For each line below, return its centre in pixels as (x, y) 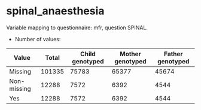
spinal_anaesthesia (55, 11)
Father (173, 54)
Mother (130, 54)
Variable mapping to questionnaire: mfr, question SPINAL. (77, 27)
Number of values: (38, 39)
